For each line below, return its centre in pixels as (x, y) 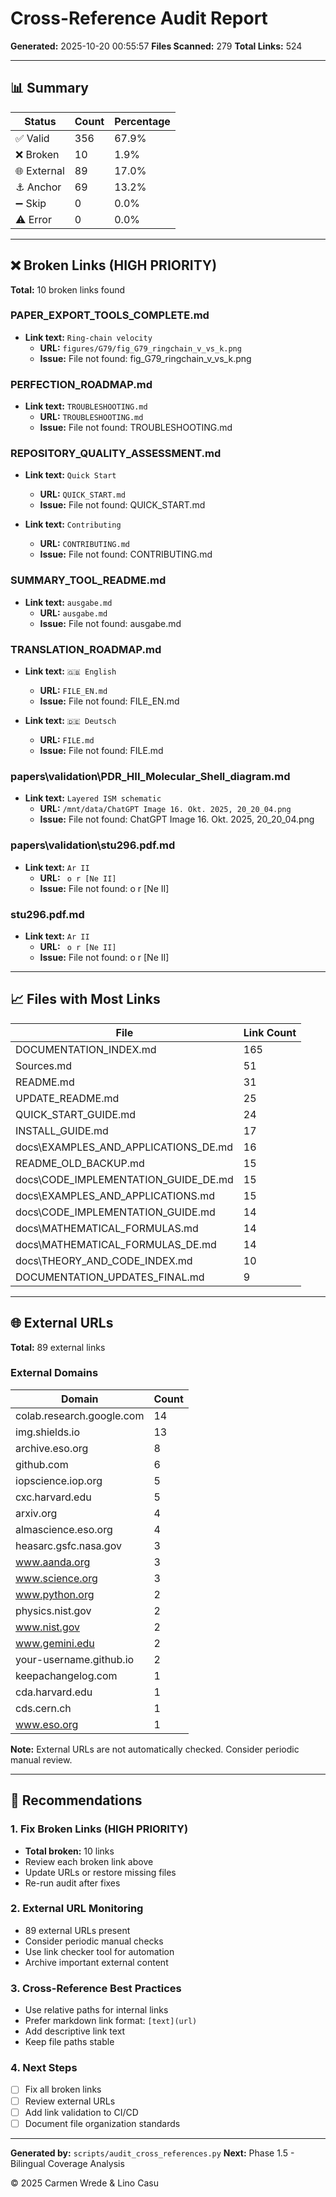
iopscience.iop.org (59, 1480)
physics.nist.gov (53, 1610)
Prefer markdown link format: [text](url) (111, 2021)
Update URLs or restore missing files (100, 1872)
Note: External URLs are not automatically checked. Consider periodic (155, 1749)
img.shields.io (47, 1432)
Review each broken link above (89, 1861)
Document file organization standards (102, 2123)
